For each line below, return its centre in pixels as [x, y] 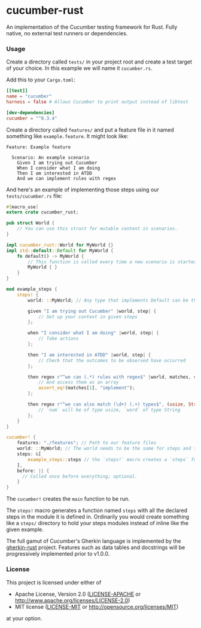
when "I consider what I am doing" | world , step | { [94, 333]
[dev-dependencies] [31, 112]
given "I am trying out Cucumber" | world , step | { [92, 311]
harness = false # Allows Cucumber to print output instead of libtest [97, 102]
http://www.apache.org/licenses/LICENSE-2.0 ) [72, 600]
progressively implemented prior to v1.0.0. [58, 554]
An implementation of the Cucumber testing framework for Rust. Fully [92, 27]
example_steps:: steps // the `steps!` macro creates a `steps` [108, 459]
